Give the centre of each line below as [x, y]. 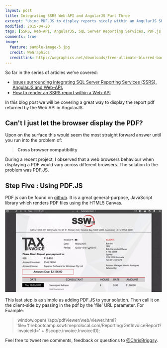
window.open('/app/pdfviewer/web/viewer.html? [67, 320]
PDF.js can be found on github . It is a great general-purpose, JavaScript [79, 198]
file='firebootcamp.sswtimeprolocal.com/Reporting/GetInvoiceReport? [89, 325]
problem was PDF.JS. [27, 170]
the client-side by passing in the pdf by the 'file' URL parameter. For [75, 305]
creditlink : [22, 58]
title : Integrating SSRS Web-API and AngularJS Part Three [68, 16]
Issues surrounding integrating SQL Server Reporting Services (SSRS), [84, 82]
